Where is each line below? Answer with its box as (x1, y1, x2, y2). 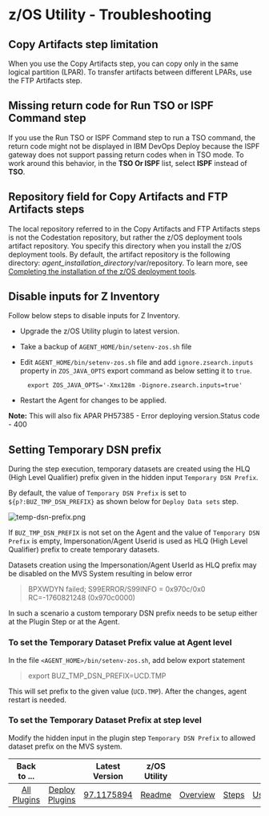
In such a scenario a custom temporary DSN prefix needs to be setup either (8, 608, 258, 618)
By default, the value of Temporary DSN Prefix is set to (8, 488, 187, 498)
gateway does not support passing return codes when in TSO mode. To (8, 150, 244, 160)
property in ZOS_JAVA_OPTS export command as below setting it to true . (19, 366, 252, 376)
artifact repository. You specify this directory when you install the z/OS (8, 240, 242, 250)
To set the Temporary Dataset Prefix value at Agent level (8, 637, 232, 648)
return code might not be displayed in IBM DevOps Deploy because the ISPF (8, 141, 260, 151)
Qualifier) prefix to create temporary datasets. (8, 545, 160, 555)
